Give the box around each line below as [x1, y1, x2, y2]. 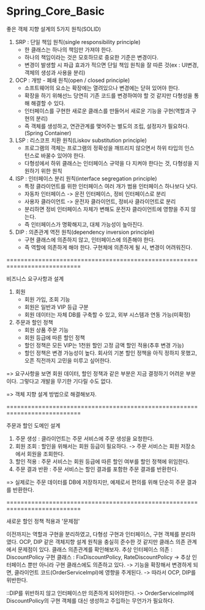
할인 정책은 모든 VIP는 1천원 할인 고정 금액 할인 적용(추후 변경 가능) [24, 341, 185, 349]
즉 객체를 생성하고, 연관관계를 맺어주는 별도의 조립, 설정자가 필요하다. [24, 122, 190, 130]
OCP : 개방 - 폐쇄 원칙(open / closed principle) [15, 76, 130, 84]
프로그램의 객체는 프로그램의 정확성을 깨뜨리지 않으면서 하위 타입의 [24, 144, 184, 151]
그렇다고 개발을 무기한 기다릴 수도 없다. [19, 378, 113, 385]
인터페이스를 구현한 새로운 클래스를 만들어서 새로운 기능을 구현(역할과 [24, 107, 190, 114]
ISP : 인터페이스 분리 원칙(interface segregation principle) [15, 174, 157, 182]
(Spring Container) [24, 129, 72, 136]
